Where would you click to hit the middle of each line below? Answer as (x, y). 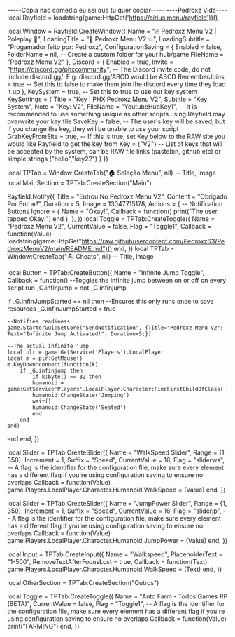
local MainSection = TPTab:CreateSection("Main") (79, 183)
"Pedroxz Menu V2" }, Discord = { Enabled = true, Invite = (90, 62)
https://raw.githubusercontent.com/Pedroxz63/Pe (153, 241)
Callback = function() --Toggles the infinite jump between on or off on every (117, 280)
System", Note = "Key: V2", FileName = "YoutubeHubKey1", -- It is (102, 107)
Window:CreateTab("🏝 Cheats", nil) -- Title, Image (80, 256)
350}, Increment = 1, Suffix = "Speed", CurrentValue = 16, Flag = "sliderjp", (114, 511)
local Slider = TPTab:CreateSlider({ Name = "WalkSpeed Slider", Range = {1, (116, 452)
